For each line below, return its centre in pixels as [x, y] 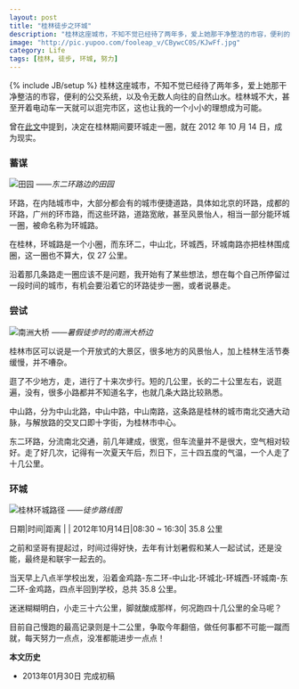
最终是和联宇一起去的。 [68, 559]
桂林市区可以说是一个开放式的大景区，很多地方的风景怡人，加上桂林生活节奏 [149, 351]
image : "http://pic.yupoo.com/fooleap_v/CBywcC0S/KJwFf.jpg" [125, 42]
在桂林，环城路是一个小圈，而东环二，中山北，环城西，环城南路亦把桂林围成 [149, 244]
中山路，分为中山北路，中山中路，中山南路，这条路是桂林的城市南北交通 [141, 411]
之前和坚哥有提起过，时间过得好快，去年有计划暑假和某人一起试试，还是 [141, 547]
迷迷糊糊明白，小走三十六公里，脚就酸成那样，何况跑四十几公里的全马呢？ [145, 608]
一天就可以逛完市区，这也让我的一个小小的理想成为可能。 [161, 107]
